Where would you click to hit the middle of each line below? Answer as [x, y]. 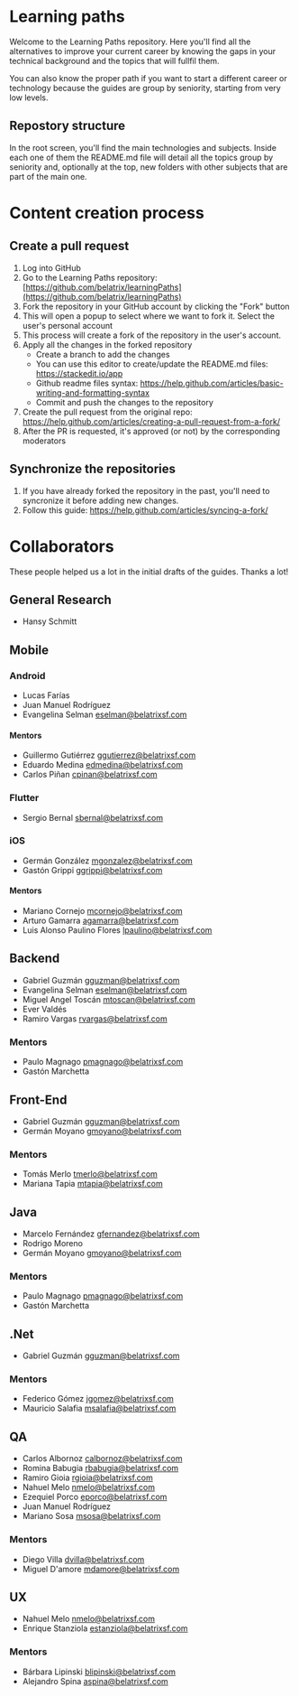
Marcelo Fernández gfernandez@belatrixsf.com [111, 1234]
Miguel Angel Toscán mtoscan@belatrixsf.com [109, 999]
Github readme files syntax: [87, 383]
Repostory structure [68, 126]
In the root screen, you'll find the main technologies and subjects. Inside [143, 147]
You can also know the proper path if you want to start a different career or [149, 78]
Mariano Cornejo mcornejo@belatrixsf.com [102, 911]
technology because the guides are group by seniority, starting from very [145, 88]
